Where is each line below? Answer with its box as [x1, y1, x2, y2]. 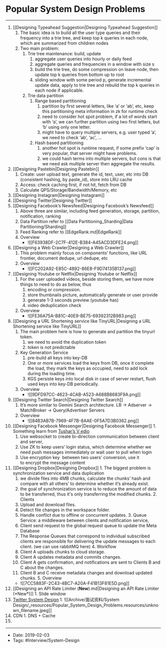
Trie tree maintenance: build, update [27, 50, 101, 56]
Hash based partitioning [34, 140, 84, 146]
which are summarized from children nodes [20, 40, 109, 46]
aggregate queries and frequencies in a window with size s [34, 61, 155, 67]
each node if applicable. [34, 87, 84, 93]
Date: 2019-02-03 [12, 632, 50, 638]
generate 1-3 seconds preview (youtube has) [27, 297, 119, 303]
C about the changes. [20, 564, 64, 571]
